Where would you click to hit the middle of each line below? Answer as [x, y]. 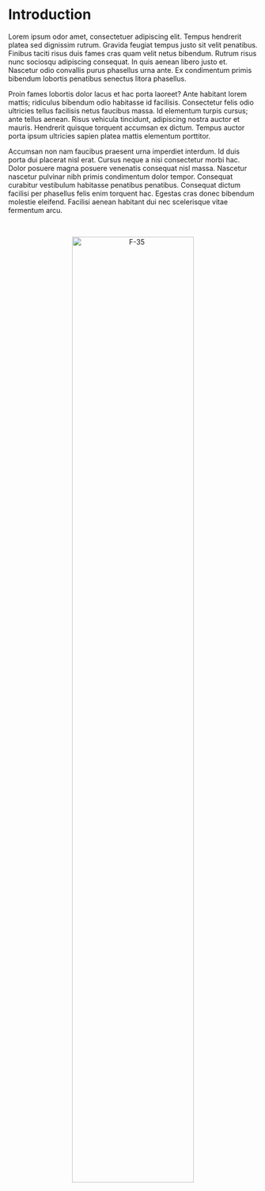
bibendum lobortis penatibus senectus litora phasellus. [98, 78]
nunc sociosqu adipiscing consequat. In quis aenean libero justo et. [118, 62]
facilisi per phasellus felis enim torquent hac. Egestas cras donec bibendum [131, 193]
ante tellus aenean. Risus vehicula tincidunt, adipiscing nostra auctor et [124, 119]
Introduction [50, 15]
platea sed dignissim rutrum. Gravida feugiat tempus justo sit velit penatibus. [133, 44]
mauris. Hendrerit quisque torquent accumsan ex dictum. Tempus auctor [127, 127]
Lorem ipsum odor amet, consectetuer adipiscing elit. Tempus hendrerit [125, 36]
